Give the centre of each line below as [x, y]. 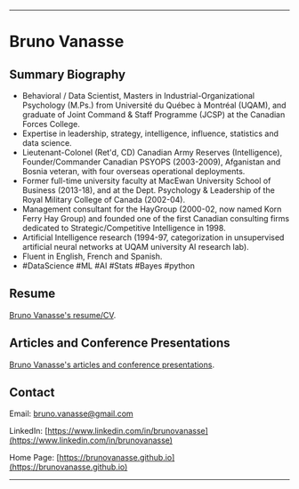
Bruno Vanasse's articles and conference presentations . [112, 365]
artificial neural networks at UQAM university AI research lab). [135, 247]
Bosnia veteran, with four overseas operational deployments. [133, 171]
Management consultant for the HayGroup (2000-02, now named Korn [152, 209]
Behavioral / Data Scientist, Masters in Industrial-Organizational [138, 96]
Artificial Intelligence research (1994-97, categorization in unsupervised [153, 237]
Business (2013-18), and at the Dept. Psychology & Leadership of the [149, 190]
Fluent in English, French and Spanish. [92, 256]
